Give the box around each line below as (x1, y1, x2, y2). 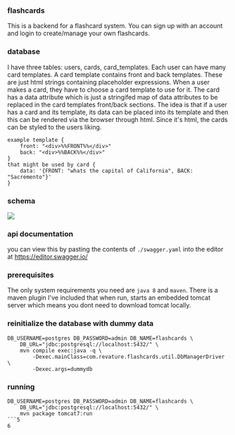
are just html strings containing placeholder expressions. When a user (7, 78, 210, 86)
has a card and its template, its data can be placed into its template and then (7, 108, 229, 116)
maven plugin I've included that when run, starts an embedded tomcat (7, 293, 211, 302)
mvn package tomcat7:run (20, 410, 93, 417)
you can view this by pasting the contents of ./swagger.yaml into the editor (7, 245, 224, 254)
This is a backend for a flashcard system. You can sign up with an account (7, 22, 223, 30)
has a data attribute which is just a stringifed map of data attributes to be (7, 92, 218, 101)
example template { (7, 136, 65, 143)
